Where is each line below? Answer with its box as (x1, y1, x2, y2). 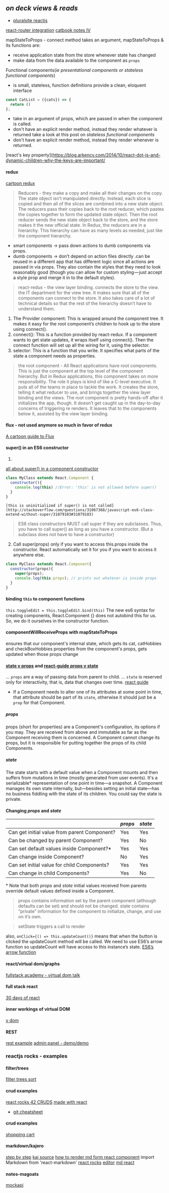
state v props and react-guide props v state (6, 662, 99, 668)
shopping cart (6, 1131, 35, 1137)
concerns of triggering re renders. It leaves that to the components (18, 405, 157, 411)
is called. (13, 121, 32, 127)
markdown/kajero (6, 1143, 44, 1149)
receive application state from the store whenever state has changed (13, 52, 156, 58)
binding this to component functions (6, 596, 85, 602)
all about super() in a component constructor (6, 466, 99, 472)
